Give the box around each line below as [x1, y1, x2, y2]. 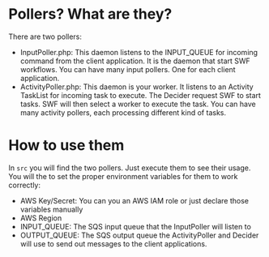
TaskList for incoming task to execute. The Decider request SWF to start [19, 90, 262, 100]
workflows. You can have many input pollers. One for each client [19, 64, 237, 74]
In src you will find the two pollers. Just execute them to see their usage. [8, 163, 251, 173]
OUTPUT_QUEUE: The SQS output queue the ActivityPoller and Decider [19, 230, 259, 240]
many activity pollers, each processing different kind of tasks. [19, 107, 227, 118]
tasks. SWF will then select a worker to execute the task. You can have [19, 99, 257, 109]
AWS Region [19, 212, 62, 223]
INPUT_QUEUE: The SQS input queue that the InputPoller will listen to [19, 221, 251, 231]
